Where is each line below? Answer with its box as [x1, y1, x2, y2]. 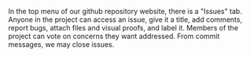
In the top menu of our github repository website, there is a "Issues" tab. [8, 7, 242, 16]
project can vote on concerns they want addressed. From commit [8, 31, 220, 41]
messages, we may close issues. [8, 40, 115, 49]
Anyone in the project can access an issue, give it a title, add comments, [8, 15, 242, 24]
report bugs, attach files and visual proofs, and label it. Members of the [8, 23, 238, 32]
